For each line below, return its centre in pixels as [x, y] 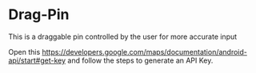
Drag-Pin [39, 15]
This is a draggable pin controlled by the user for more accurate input [123, 36]
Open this [24, 52]
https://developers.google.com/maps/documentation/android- [145, 52]
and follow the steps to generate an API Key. [140, 60]
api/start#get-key [37, 60]
